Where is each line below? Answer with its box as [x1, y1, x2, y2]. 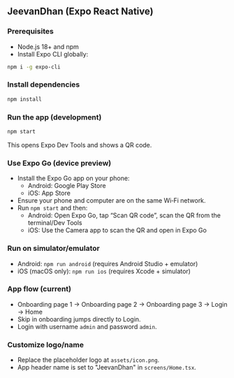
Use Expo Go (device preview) [7, 158, 112, 168]
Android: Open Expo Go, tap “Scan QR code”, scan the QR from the [27, 211, 221, 219]
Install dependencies [7, 80, 80, 89]
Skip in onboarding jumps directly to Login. [17, 314, 141, 324]
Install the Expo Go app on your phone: [17, 174, 130, 182]
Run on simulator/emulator [7, 244, 100, 254]
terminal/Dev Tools [27, 219, 82, 227]
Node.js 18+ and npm [17, 42, 79, 51]
